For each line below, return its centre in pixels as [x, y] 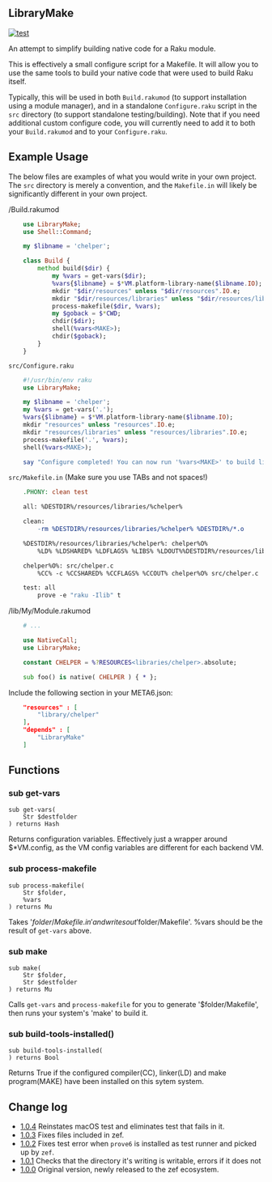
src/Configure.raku [41, 366]
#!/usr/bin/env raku [57, 380]
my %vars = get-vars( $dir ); [99, 276]
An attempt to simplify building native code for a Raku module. [112, 49]
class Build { [47, 261]
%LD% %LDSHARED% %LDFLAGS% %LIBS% [96, 551]
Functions [34, 770]
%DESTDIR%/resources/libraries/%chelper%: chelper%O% [115, 543]
